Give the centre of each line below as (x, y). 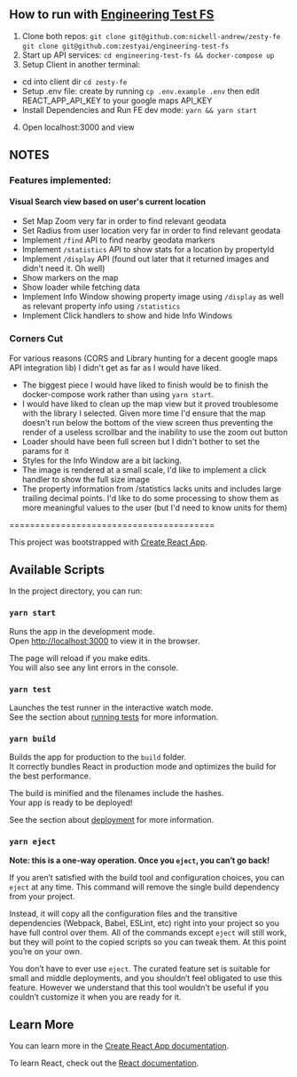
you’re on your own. (46, 951)
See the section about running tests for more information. (114, 717)
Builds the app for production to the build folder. (98, 757)
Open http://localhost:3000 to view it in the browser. (105, 641)
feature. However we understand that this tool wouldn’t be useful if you (139, 987)
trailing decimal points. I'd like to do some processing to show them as (150, 498)
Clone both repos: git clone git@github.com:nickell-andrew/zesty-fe (151, 36)
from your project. (42, 896)
